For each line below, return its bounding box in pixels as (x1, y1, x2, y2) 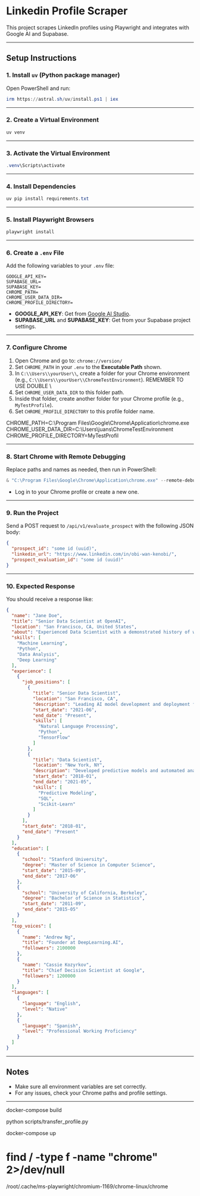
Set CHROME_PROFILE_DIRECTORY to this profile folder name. (14, 407, 155, 415)
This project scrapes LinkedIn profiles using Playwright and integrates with (6, 24, 189, 31)
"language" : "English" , (21, 1000, 82, 1007)
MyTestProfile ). (14, 401, 54, 408)
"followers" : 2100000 (21, 945, 76, 952)
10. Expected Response (6, 582, 76, 590)
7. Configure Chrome (6, 343, 67, 352)
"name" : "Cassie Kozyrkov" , (21, 962, 92, 968)
